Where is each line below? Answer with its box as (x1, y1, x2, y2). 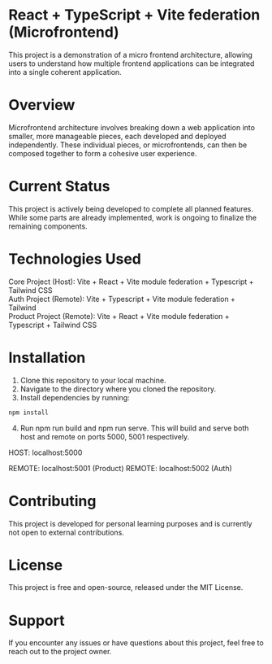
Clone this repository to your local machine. (19, 375, 166, 385)
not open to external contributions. (8, 527, 124, 537)
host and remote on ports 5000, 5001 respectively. (19, 431, 190, 441)
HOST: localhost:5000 (8, 448, 83, 457)
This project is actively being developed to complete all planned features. (8, 203, 253, 213)
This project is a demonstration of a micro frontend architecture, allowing (8, 50, 253, 59)
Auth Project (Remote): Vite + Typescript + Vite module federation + (8, 294, 235, 304)
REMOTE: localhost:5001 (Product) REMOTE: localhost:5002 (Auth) (8, 463, 233, 473)
